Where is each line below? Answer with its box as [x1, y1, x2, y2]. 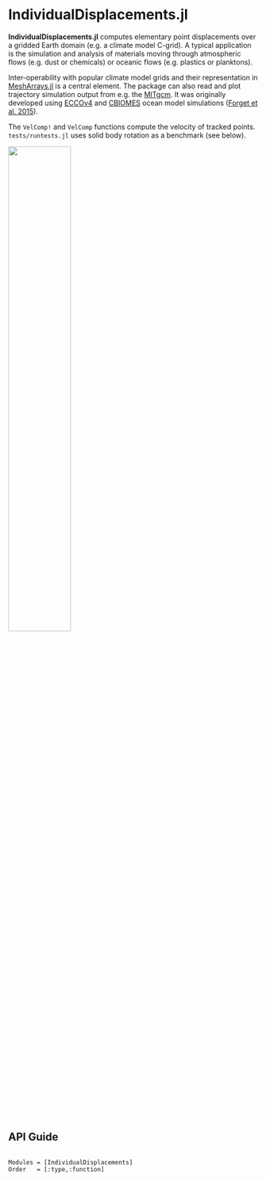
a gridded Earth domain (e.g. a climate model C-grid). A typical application [8, 40, 252, 49]
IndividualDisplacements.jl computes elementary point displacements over [8, 32, 256, 41]
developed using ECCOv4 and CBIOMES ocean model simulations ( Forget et [8, 98, 258, 107]
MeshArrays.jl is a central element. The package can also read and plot [8, 81, 241, 91]
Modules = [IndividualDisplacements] [8, 1158, 133, 1167]
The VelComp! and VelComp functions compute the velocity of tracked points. [8, 122, 256, 131]
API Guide [8, 1130, 59, 1144]
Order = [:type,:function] [8, 1165, 105, 1173]
